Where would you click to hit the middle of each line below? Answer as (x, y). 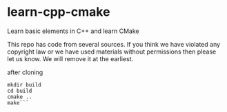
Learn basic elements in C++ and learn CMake (73, 31)
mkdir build (24, 85)
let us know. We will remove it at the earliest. (70, 58)
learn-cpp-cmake (59, 12)
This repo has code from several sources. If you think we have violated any (114, 44)
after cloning (25, 72)
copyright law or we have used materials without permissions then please (112, 52)
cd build (20, 91)
